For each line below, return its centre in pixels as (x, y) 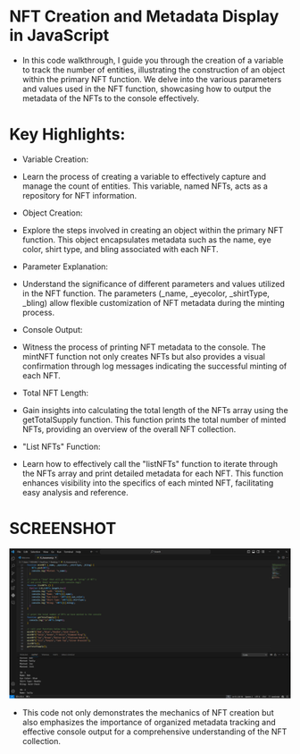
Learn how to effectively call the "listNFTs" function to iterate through (150, 463)
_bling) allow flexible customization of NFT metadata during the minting (154, 302)
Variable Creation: (55, 159)
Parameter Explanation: (65, 267)
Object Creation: (52, 213)
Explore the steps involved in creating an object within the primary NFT (153, 230)
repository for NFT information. (79, 195)
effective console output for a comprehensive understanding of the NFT (154, 732)
